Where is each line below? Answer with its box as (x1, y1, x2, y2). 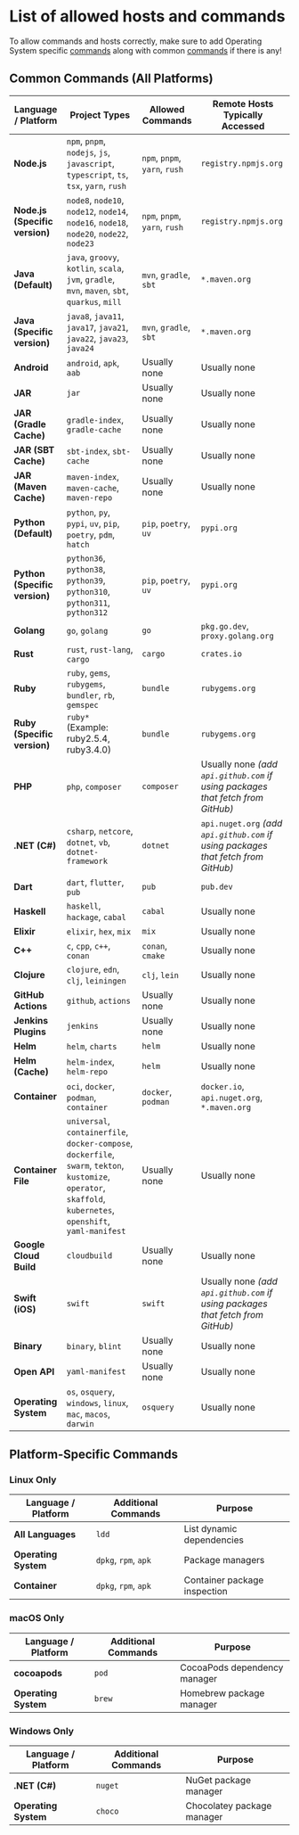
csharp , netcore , (66, 825, 133, 837)
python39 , (66, 573, 106, 586)
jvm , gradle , (66, 273, 116, 285)
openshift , (66, 1214, 110, 1227)
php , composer (66, 780, 122, 793)
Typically (222, 109, 263, 121)
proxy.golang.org (200, 630, 274, 641)
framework (66, 856, 109, 866)
